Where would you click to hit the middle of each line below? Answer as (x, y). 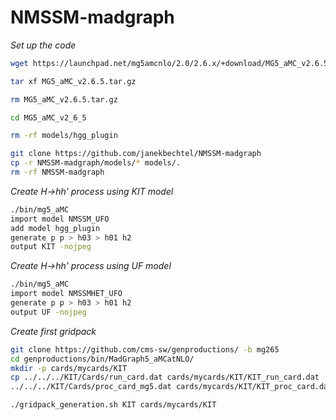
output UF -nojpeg (48, 312)
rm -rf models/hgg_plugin (64, 136)
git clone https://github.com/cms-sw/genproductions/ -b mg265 (145, 349)
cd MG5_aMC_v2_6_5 (48, 117)
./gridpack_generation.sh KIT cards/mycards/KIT (113, 405)
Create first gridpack (53, 331)
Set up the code (43, 45)
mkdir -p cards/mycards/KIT (69, 368)
